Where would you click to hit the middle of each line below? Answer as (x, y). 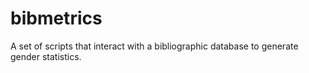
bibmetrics (56, 18)
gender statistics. (46, 56)
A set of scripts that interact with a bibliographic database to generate (154, 46)
